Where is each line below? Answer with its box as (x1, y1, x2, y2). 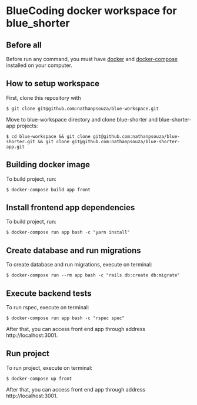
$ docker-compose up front (6, 376, 72, 382)
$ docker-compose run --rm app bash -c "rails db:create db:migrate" (6, 272, 181, 278)
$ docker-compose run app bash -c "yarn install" (6, 230, 131, 235)
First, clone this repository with (6, 94, 81, 101)
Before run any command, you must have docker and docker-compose (6, 56, 178, 62)
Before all (6, 40, 42, 50)
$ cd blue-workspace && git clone (6, 133, 91, 139)
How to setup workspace (6, 79, 100, 89)
